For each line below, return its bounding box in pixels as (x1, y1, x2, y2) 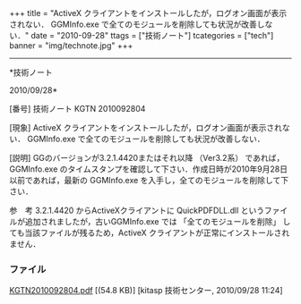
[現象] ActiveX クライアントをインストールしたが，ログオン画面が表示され (9, 122, 282, 132)
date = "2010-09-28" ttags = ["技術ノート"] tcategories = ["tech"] (30, 30, 274, 40)
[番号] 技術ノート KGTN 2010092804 (9, 104, 146, 114)
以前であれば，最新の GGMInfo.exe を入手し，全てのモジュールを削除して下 (9, 175, 289, 185)
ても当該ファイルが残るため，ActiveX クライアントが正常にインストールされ (9, 227, 290, 238)
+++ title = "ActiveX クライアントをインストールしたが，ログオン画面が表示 (9, 8, 288, 18)
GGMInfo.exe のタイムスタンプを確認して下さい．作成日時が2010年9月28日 (9, 164, 288, 174)
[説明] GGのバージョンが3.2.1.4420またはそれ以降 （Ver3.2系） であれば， (9, 153, 285, 163)
